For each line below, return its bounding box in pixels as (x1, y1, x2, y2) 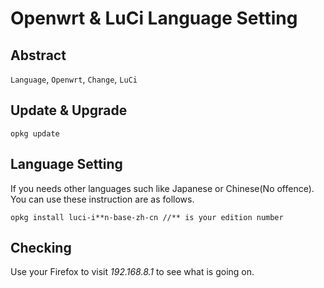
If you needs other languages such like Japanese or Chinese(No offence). (10, 182, 315, 194)
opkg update (10, 128, 60, 139)
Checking (10, 240, 72, 257)
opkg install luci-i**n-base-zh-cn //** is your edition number (10, 212, 284, 222)
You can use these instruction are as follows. (10, 193, 195, 205)
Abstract (10, 47, 67, 64)
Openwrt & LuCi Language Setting (10, 7, 298, 30)
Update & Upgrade (10, 102, 128, 119)
